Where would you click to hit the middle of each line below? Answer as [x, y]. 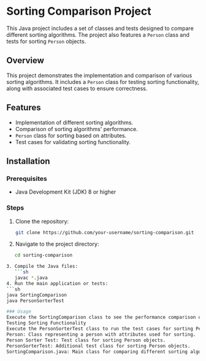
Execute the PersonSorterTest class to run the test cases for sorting [100, 329]
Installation [28, 161]
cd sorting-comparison [43, 256]
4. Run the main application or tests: [57, 283]
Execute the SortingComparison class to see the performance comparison [101, 317]
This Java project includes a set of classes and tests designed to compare [100, 28]
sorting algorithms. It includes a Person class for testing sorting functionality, [103, 82]
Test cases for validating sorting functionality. [73, 142]
